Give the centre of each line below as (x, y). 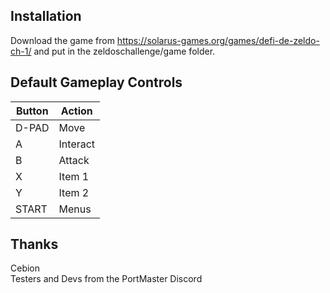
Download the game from (62, 40)
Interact (77, 144)
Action (76, 111)
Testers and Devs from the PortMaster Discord (106, 279)
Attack (74, 160)
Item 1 (74, 176)
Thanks (34, 244)
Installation (46, 16)
